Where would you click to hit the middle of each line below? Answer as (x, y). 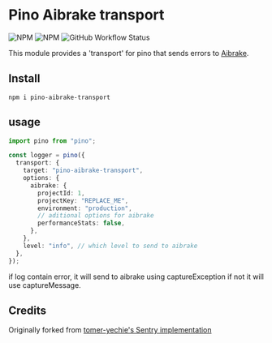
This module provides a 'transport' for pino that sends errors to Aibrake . (129, 53)
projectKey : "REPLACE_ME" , (83, 200)
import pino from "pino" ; (52, 141)
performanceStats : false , (82, 223)
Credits (28, 310)
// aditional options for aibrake (96, 216)
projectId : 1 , (61, 193)
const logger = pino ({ (47, 156)
